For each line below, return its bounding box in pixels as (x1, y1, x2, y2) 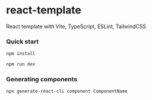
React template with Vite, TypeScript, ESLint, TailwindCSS (6, 23, 146, 30)
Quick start (6, 37, 39, 46)
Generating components (6, 75, 78, 83)
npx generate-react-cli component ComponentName (6, 88, 128, 94)
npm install (6, 51, 35, 57)
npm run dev (6, 61, 35, 67)
